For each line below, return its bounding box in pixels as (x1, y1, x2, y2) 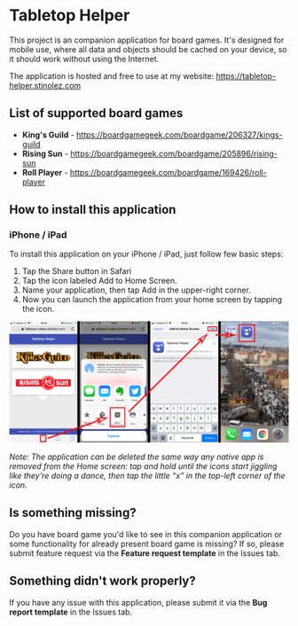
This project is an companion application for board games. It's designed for (9, 35, 285, 45)
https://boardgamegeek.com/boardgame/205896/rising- (70, 148, 278, 159)
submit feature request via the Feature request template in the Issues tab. (9, 547, 281, 559)
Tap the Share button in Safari (21, 266, 131, 277)
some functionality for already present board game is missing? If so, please (9, 538, 285, 549)
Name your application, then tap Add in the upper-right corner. (21, 285, 251, 295)
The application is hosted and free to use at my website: (9, 70, 215, 81)
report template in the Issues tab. (9, 606, 133, 617)
